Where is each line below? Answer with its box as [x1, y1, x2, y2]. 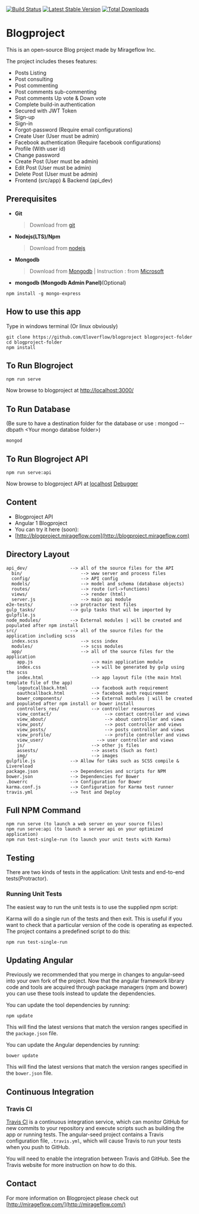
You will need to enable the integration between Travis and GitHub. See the [6, 1155, 190, 1162]
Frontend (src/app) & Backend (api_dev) [14, 176, 113, 184]
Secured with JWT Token [14, 107, 77, 114]
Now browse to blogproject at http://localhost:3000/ [6, 387, 134, 394]
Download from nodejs [29, 244, 86, 251]
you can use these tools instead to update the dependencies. [6, 990, 156, 997]
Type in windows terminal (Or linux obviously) [6, 322, 118, 330]
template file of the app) [6, 679, 73, 686]
